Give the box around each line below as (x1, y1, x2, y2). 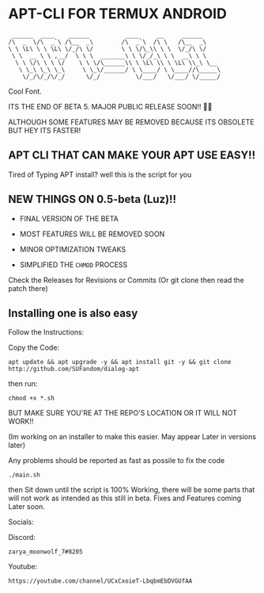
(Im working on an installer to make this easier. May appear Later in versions (8, 432, 257, 442)
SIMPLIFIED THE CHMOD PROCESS (19, 259, 128, 270)
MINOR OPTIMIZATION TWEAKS (19, 244, 126, 254)
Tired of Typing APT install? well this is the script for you (8, 170, 192, 179)
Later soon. (8, 502, 46, 511)
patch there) (8, 283, 49, 293)
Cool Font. (8, 86, 42, 96)
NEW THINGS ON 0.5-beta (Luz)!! (8, 193, 176, 206)
